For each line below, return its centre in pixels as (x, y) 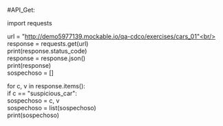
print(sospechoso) (33, 115)
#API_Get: (21, 10)
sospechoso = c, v (33, 101)
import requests (30, 23)
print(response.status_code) (47, 51)
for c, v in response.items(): (46, 86)
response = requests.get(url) (48, 43)
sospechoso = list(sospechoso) (52, 108)
